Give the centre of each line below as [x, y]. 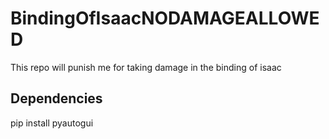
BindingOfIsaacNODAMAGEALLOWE [165, 18]
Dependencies [56, 98]
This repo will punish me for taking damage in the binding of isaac [146, 67]
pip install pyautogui [52, 123]
